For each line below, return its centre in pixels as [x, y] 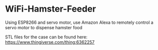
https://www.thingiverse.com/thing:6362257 [50, 42]
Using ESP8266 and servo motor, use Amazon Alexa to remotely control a [79, 22]
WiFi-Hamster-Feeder [51, 9]
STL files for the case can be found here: [46, 37]
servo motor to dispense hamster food [44, 27]
